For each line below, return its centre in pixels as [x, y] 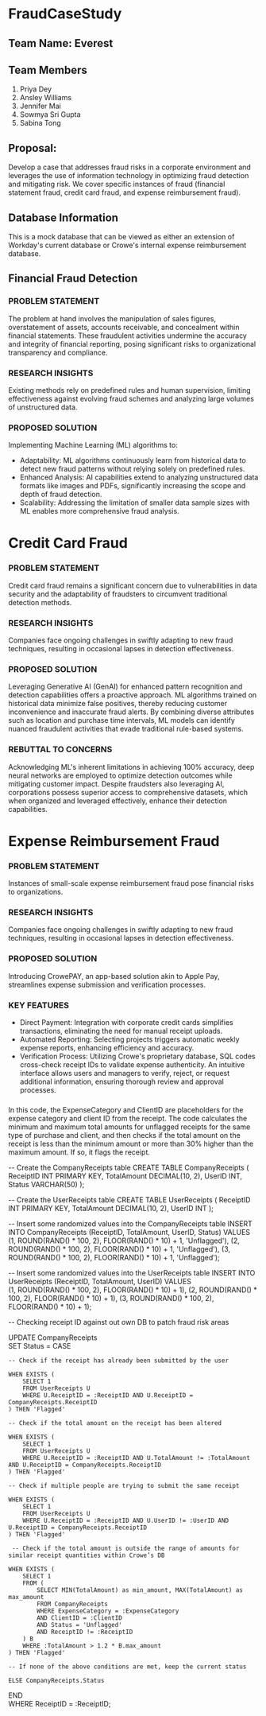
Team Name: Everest [61, 43]
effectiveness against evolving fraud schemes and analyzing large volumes [131, 399]
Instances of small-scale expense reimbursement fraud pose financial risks [131, 883]
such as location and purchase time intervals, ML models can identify [122, 720]
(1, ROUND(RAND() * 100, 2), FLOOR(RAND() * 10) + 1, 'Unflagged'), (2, [124, 1240]
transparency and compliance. [58, 352]
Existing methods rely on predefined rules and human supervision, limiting [130, 390]
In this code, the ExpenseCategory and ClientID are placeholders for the [126, 1109]
